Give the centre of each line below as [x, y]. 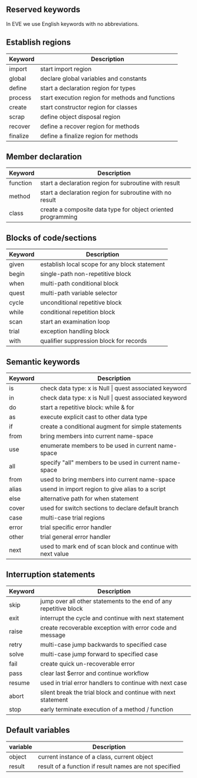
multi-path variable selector [79, 293]
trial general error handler [75, 537]
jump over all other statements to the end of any [106, 601]
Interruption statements [51, 575]
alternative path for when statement [89, 498]
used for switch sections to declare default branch [109, 508]
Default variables [38, 730]
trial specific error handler [76, 527]
